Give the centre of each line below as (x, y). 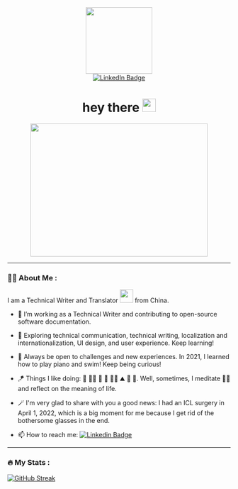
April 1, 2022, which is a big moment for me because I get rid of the (116, 413)
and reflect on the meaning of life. (67, 389)
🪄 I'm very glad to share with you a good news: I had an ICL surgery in (121, 403)
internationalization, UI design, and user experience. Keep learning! (116, 343)
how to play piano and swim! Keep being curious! (89, 364)
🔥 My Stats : (29, 463)
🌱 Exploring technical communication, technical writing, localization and (123, 336)
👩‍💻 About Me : (33, 278)
